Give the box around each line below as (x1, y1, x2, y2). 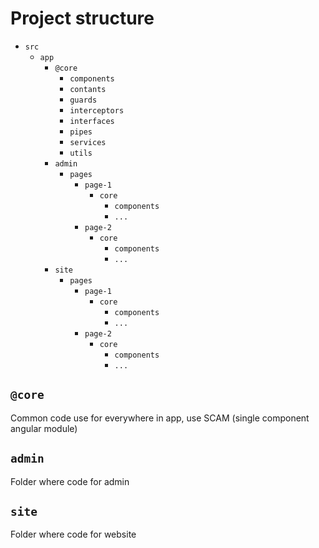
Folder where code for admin (10, 475, 130, 487)
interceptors (69, 105, 125, 116)
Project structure (10, 7, 155, 30)
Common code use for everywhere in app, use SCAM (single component (10, 412, 310, 424)
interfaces (69, 116, 115, 126)
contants (69, 84, 107, 94)
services (69, 137, 107, 147)
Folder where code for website (10, 528, 137, 541)
